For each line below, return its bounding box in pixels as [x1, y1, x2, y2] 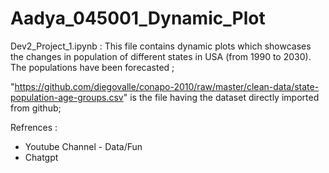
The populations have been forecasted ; [10, 61, 175, 73]
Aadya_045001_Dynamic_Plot [10, 7, 266, 30]
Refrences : [10, 121, 58, 133]
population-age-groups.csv [10, 91, 124, 103]
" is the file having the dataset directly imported [123, 91, 320, 103]
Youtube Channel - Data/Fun [24, 140, 143, 152]
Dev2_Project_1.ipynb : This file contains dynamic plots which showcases [10, 40, 312, 52]
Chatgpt [24, 151, 59, 163]
